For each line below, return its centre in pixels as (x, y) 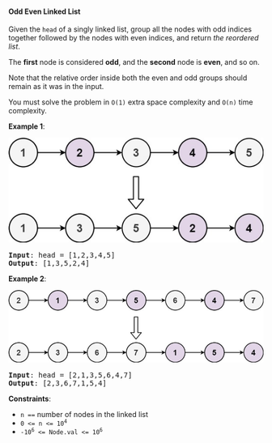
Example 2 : (28, 279)
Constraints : (30, 398)
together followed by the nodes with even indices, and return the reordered (134, 38)
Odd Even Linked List (45, 11)
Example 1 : (27, 126)
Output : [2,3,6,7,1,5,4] (57, 383)
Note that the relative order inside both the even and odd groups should (128, 78)
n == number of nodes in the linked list (84, 414)
